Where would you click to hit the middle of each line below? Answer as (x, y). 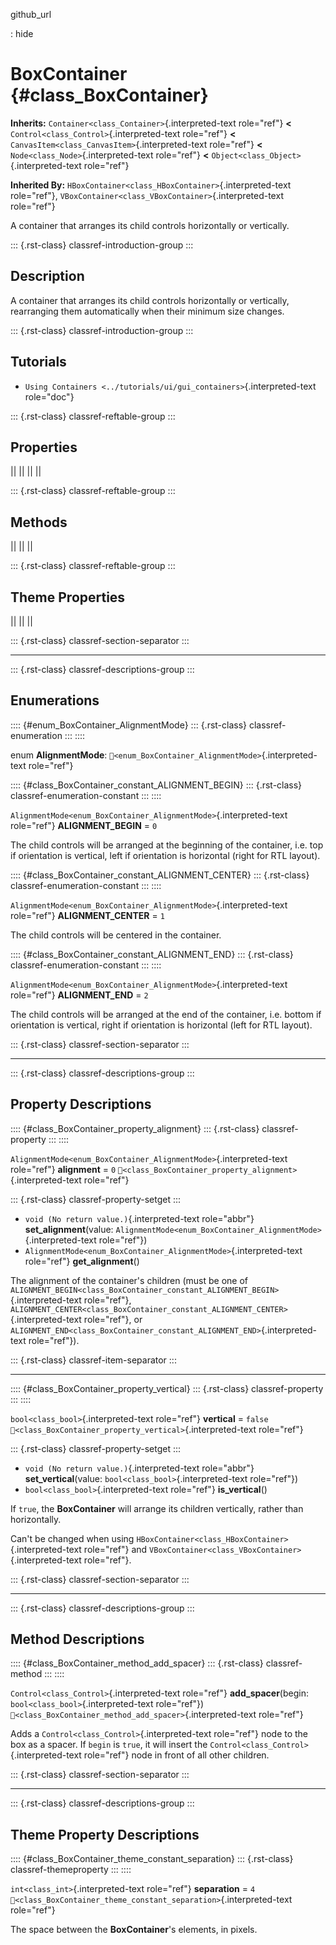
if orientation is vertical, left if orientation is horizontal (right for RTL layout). (165, 855)
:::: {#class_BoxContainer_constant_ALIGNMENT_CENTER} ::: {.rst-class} (160, 875)
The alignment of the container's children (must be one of (129, 1280)
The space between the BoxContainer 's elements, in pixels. (134, 1930)
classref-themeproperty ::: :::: (71, 1870)
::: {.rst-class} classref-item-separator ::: (93, 1360)
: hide (22, 33)
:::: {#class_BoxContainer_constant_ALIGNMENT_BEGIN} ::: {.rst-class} (156, 785)
